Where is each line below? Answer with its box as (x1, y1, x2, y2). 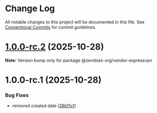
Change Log (5, 3, 55, 14)
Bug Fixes (5, 92, 29, 98)
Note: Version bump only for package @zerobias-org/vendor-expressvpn (5, 57, 152, 63)
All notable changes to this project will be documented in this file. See (5, 19, 145, 25)
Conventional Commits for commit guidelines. (5, 24, 96, 30)
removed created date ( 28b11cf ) (12, 103, 76, 109)
